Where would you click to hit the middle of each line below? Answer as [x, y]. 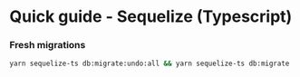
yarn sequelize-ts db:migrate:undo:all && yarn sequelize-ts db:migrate [150, 64]
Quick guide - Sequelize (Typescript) [151, 17]
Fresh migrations [48, 45]
